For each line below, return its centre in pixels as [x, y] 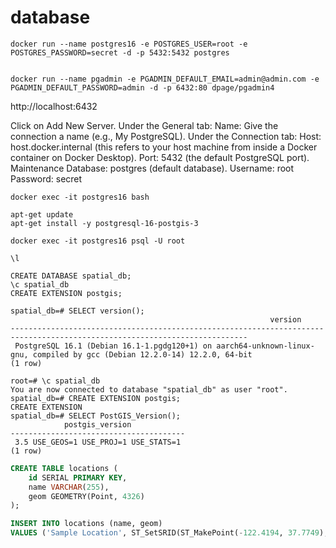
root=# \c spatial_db [55, 381]
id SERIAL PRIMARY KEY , [78, 477]
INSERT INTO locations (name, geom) [86, 524]
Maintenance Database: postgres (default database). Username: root [152, 168]
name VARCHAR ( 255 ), [69, 487]
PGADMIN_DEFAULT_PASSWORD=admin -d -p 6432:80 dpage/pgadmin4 [142, 87]
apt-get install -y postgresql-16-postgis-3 [104, 223]
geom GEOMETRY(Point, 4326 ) [86, 496]
